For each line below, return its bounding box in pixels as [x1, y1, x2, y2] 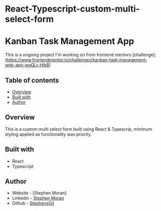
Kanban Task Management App [5, 36, 134, 47]
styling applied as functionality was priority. [5, 131, 92, 137]
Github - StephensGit [12, 200, 55, 206]
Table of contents [5, 76, 59, 84]
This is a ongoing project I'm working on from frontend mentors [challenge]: [5, 52, 156, 58]
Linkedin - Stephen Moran [12, 195, 64, 201]
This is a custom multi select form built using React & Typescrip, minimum [5, 126, 152, 132]
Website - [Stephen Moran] [12, 190, 67, 196]
